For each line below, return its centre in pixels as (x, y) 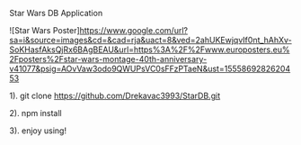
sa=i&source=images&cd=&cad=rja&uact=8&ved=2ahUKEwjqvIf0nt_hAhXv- (150, 40)
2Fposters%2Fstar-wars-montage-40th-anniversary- (108, 59)
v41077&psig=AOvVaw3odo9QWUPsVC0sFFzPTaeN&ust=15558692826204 (150, 68)
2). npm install (36, 113)
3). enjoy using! (38, 131)
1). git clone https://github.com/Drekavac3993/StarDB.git (115, 95)
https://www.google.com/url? (134, 30)
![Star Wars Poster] (45, 30)
